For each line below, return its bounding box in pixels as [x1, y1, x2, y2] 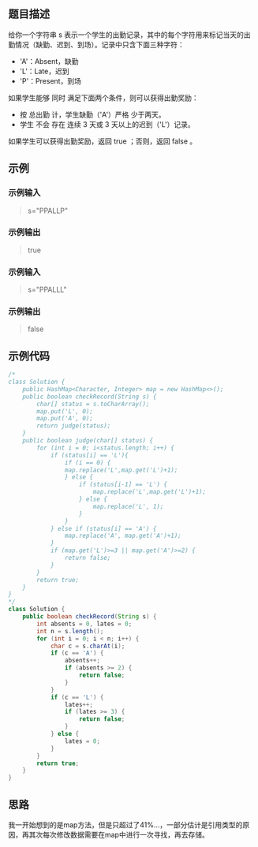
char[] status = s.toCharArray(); [36, 400, 150, 408]
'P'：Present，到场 [19, 76, 81, 85]
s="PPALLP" [27, 206, 69, 215]
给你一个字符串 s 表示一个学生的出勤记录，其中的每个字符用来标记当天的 [8, 30, 245, 39]
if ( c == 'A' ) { [50, 649, 104, 657]
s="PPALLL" [27, 285, 67, 294]
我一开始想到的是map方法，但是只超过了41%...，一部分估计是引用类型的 [8, 820, 243, 830]
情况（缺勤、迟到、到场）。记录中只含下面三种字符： [14, 39, 185, 49]
